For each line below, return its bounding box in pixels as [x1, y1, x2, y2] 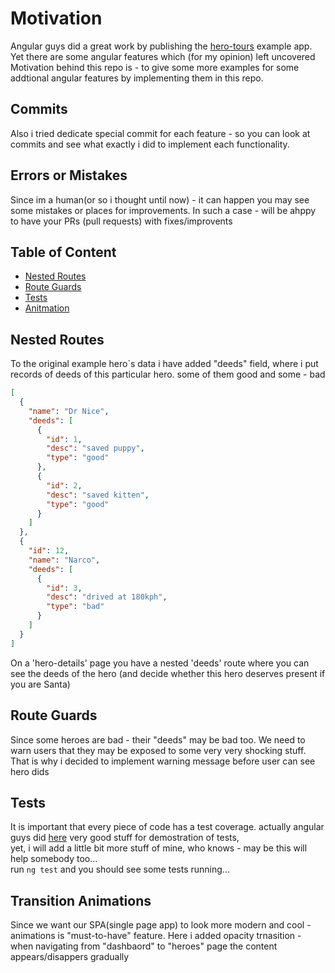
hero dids [10, 765, 50, 777]
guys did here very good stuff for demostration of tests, [10, 832, 240, 844]
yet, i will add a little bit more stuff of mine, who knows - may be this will [10, 842, 308, 854]
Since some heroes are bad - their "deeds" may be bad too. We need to [10, 733, 306, 746]
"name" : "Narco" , [28, 555, 101, 565]
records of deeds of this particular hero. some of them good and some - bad [10, 368, 326, 381]
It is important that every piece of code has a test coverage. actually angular [10, 821, 325, 833]
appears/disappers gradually [10, 951, 130, 963]
